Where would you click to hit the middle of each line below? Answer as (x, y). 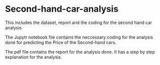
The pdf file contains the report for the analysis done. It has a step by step (80, 52)
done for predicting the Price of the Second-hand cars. (61, 42)
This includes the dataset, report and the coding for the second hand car (79, 22)
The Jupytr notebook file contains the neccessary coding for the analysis (79, 37)
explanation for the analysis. (34, 57)
